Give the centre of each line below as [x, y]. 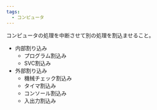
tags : [13, 12]
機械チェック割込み [48, 78]
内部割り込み [31, 48]
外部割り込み [31, 70]
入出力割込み [40, 100]
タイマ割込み [40, 85]
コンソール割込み [45, 93]
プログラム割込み [45, 55]
